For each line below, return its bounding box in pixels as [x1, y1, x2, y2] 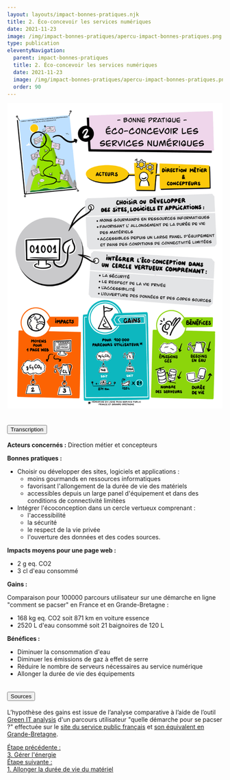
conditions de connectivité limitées [27, 497, 126, 505]
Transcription [10, 426, 44, 433]
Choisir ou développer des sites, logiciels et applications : [16, 467, 180, 476]
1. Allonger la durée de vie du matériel [7, 765, 114, 773]
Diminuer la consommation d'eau [16, 648, 111, 656]
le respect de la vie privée [27, 526, 101, 534]
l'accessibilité [27, 511, 66, 520]
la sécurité [27, 518, 57, 527]
